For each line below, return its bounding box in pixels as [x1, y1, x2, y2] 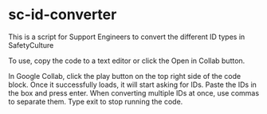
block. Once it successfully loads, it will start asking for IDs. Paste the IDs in [8, 80, 257, 89]
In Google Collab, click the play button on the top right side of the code [8, 71, 241, 81]
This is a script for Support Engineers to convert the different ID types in [8, 32, 245, 41]
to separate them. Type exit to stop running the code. [8, 96, 183, 106]
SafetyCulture [8, 40, 54, 49]
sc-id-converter [8, 6, 117, 24]
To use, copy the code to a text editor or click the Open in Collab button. [8, 56, 245, 65]
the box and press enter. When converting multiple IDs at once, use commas [8, 88, 260, 97]
